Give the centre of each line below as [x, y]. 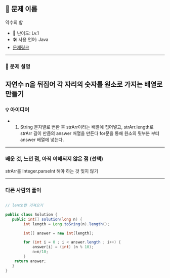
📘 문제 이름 [22, 9]
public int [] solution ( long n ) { [47, 219]
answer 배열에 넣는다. [42, 140]
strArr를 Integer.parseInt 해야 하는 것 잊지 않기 [52, 171]
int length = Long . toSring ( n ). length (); [67, 224]
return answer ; [30, 261]
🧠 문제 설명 [18, 66]
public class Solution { [31, 215]
